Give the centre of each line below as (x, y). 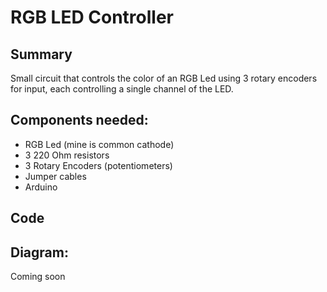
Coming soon (38, 277)
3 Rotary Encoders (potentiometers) (98, 165)
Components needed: (79, 120)
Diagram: (39, 252)
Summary (41, 54)
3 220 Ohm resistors (67, 155)
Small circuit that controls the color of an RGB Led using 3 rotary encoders (164, 78)
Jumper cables (55, 176)
